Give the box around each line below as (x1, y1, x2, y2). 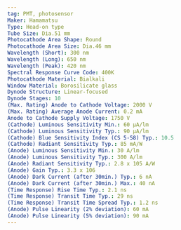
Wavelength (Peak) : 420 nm (7, 62, 86, 69)
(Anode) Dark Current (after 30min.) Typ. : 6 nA (7, 173, 152, 180)
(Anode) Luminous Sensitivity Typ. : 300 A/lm (7, 154, 142, 161)
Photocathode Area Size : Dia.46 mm (7, 43, 112, 50)
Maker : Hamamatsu (7, 17, 58, 24)
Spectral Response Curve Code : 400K (7, 69, 114, 76)
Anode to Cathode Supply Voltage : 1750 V (7, 114, 130, 121)
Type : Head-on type (7, 23, 65, 30)
